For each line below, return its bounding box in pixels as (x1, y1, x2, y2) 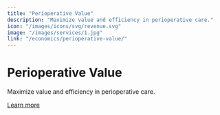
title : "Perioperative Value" (7, 10, 94, 17)
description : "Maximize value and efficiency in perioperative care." (7, 16, 214, 23)
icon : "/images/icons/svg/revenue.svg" (7, 23, 122, 29)
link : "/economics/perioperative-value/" (7, 36, 128, 42)
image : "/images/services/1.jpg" (7, 29, 103, 36)
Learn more (7, 101, 40, 110)
